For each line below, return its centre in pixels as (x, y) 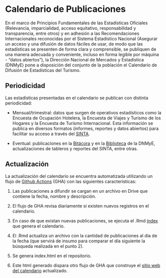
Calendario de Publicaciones (65, 9)
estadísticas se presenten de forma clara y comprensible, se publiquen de (81, 49)
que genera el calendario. (38, 226)
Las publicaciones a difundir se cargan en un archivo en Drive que (80, 191)
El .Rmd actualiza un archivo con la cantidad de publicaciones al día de (85, 235)
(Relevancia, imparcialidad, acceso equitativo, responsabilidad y (71, 28)
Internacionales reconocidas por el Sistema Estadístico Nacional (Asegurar (81, 39)
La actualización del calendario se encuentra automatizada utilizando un (79, 176)
